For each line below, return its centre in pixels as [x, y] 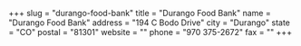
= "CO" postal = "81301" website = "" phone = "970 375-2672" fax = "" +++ [150, 32]
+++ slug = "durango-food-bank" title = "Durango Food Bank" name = [140, 13]
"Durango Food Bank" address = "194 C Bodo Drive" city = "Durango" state [150, 23]
